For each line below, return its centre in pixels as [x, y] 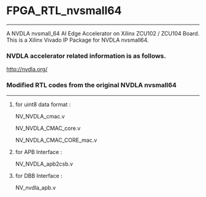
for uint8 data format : [43, 104]
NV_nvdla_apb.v [36, 187]
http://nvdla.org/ [27, 69]
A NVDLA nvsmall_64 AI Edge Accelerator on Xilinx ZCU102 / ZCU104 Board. [103, 33]
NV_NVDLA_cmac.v [40, 116]
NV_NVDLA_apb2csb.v [44, 164]
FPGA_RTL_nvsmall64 [64, 11]
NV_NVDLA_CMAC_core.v [48, 128]
